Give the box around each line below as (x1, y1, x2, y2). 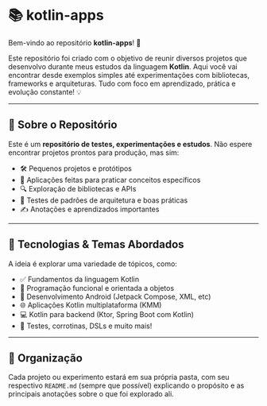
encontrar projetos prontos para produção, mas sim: (8, 148, 180, 157)
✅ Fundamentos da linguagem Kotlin (19, 274, 140, 284)
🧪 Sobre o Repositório (8, 118, 118, 132)
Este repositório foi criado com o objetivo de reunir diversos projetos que (8, 53, 248, 63)
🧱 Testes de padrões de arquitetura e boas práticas (19, 195, 188, 205)
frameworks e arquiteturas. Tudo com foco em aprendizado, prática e (8, 79, 236, 88)
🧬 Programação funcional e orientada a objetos (19, 283, 175, 292)
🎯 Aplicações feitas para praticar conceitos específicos (19, 175, 201, 184)
